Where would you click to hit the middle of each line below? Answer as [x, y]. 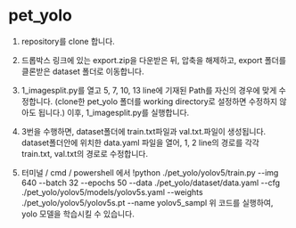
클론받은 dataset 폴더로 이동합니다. [82, 71]
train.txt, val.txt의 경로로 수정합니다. [85, 153]
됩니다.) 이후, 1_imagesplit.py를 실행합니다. [114, 112]
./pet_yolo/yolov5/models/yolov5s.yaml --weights [112, 191]
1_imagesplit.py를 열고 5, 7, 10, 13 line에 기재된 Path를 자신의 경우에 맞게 [149, 90]
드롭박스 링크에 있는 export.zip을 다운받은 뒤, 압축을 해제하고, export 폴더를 [154, 60]
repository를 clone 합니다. [68, 41]
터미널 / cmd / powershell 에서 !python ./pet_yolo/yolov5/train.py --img [150, 172]
